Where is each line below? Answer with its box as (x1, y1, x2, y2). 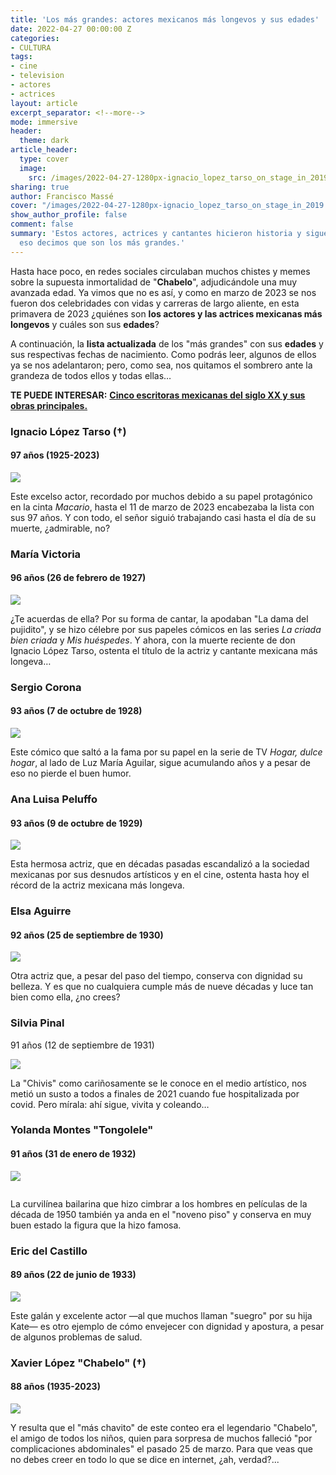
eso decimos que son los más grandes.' (19, 237, 186, 248)
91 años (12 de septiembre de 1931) (10, 1039, 155, 1051)
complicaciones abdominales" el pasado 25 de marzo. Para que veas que (10, 1442, 314, 1455)
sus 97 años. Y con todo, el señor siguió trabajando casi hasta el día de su (10, 511, 317, 523)
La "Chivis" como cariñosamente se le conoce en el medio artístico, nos (10, 1077, 307, 1089)
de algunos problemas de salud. (10, 1331, 143, 1343)
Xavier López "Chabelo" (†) (10, 1356, 147, 1370)
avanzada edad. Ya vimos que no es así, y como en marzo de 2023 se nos (10, 286, 317, 298)
